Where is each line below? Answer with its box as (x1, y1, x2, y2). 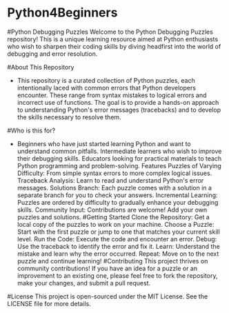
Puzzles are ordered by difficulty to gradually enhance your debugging (17, 198, 219, 206)
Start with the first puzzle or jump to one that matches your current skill (17, 228, 221, 236)
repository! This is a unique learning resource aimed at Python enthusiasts (7, 34, 219, 43)
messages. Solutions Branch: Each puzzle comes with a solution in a (17, 183, 212, 192)
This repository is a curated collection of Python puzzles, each (17, 76, 195, 84)
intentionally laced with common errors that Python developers (17, 83, 197, 92)
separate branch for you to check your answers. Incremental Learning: (17, 191, 219, 199)
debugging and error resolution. (7, 50, 98, 58)
